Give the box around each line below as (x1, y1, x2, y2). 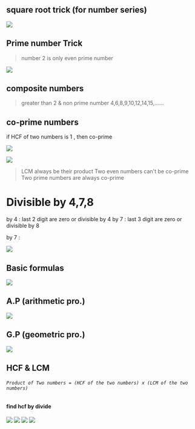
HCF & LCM (6, 363, 50, 373)
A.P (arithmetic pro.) (6, 296, 86, 306)
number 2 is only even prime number (21, 54, 114, 61)
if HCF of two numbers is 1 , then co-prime (6, 133, 113, 140)
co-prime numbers (6, 117, 79, 127)
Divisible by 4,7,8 (6, 196, 94, 209)
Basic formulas (6, 263, 65, 273)
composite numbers (6, 83, 84, 94)
